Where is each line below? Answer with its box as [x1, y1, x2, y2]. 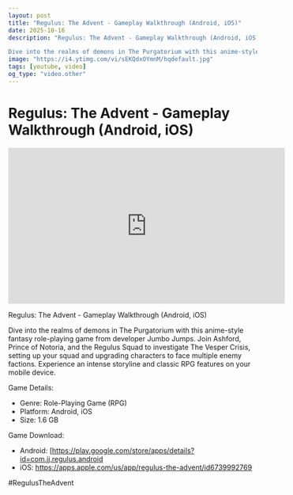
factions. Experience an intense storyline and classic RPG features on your [8, 359, 251, 368]
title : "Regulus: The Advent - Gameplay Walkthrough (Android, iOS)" [8, 19, 242, 27]
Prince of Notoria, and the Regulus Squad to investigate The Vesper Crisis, [8, 342, 251, 352]
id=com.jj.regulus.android [19, 454, 103, 463]
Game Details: [8, 383, 54, 392]
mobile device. [8, 367, 57, 377]
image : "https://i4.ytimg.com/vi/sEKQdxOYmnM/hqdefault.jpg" [8, 55, 214, 63]
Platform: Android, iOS [19, 406, 93, 416]
